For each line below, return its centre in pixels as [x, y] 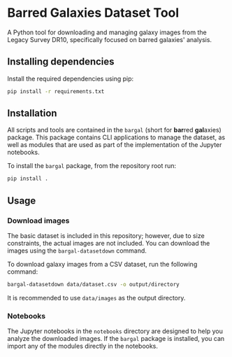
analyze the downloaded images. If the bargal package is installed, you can [116, 339]
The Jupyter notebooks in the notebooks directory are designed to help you [115, 331]
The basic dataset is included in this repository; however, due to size [106, 236]
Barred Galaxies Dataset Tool [93, 13]
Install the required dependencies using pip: [71, 78]
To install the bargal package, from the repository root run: [92, 166]
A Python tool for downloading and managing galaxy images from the [107, 32]
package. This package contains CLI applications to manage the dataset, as [116, 137]
